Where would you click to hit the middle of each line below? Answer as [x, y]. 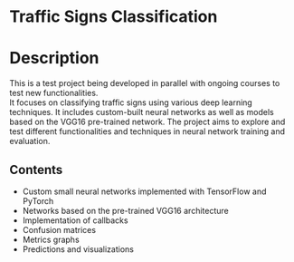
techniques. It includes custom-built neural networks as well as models [142, 112]
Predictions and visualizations [78, 249]
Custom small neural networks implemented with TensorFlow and [144, 191]
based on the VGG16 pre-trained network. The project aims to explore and [147, 122]
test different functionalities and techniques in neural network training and [147, 131]
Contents [36, 170]
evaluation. [30, 141]
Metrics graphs [51, 239]
